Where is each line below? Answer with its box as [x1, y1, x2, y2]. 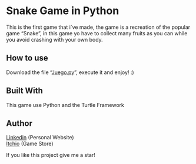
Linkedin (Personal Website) [6, 134, 75, 141]
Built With [6, 86, 43, 96]
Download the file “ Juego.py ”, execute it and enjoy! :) [6, 69, 134, 76]
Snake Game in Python [6, 4, 119, 18]
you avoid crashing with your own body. [6, 36, 103, 43]
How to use [6, 53, 48, 63]
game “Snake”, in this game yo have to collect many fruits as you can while [6, 29, 188, 36]
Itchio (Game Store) [6, 140, 54, 148]
